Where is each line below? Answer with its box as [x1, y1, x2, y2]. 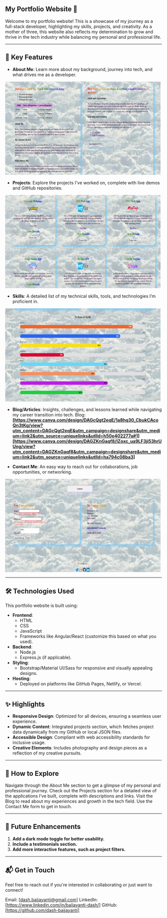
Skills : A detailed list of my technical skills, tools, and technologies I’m [12, 293, 156, 299]
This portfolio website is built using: [5, 602, 78, 609]
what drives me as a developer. [12, 72, 77, 78]
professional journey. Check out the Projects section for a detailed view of [5, 788, 157, 794]
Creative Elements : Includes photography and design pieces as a [12, 745, 147, 751]
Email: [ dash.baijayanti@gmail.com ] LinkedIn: [5, 897, 98, 903]
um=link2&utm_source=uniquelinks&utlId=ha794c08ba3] [12, 454, 135, 460]
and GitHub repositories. [12, 185, 63, 191]
